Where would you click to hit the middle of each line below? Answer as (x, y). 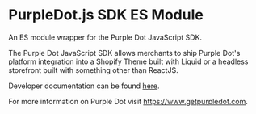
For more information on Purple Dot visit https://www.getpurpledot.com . (128, 101)
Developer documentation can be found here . (84, 86)
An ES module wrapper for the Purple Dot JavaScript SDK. (105, 37)
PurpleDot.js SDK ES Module (106, 15)
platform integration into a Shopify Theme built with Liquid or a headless (128, 61)
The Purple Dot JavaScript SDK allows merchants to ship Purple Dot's (124, 53)
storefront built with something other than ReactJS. (94, 70)
